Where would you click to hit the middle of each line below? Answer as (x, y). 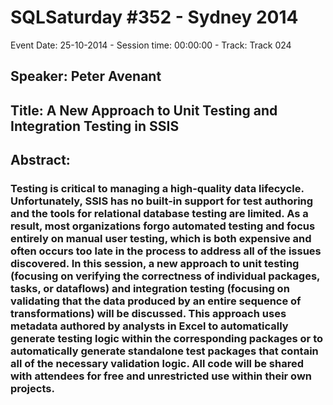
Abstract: (40, 160)
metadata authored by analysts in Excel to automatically (149, 326)
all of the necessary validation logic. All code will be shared (157, 364)
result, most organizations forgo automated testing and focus (163, 226)
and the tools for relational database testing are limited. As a (159, 214)
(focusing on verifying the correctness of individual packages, (165, 276)
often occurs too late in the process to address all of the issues (166, 251)
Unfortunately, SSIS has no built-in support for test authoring (162, 201)
